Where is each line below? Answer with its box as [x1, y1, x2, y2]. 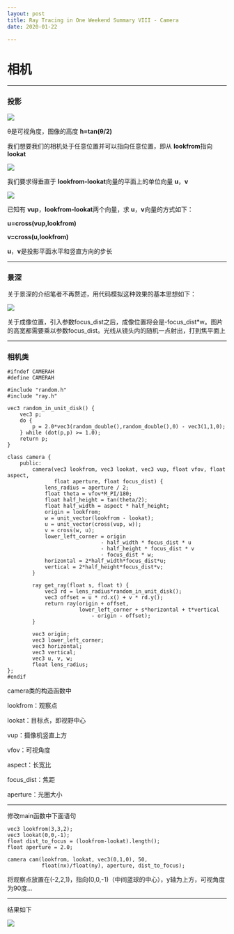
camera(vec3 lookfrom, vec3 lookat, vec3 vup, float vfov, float [32, 466, 226, 473]
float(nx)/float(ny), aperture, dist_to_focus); [41, 862, 186, 869]
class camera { [7, 454, 52, 461]
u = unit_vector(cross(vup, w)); [44, 521, 141, 528]
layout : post [7, 10, 45, 17]
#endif [7, 674, 26, 681]
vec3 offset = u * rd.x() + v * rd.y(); [44, 594, 164, 601]
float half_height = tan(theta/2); [44, 497, 148, 504]
